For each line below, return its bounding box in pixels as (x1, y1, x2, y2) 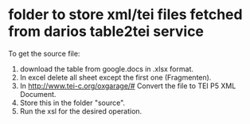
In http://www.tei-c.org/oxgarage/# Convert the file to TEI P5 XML (19, 81, 236, 91)
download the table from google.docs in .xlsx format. (19, 64, 193, 73)
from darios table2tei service (8, 22, 205, 41)
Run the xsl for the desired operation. (19, 106, 143, 116)
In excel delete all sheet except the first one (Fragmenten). (19, 72, 212, 82)
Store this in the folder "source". (19, 98, 126, 107)
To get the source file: (8, 48, 80, 58)
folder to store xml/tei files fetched (8, 6, 243, 24)
